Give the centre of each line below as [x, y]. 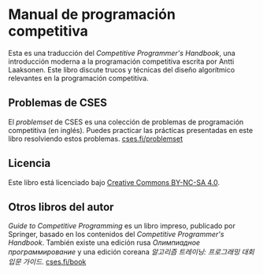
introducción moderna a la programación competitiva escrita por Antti [121, 61]
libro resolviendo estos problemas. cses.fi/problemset [96, 139]
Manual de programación [92, 15]
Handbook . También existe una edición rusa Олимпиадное [104, 243]
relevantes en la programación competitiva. [78, 78]
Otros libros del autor [61, 207]
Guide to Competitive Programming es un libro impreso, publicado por [122, 226]
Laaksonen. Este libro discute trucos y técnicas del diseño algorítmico [122, 69]
